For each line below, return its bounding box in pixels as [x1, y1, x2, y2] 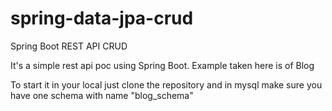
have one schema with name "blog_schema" [10, 89, 194, 101]
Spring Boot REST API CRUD [10, 40, 128, 52]
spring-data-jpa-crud [10, 7, 194, 30]
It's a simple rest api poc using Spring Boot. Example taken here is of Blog [10, 59, 315, 71]
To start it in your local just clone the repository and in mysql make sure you [10, 78, 323, 91]
